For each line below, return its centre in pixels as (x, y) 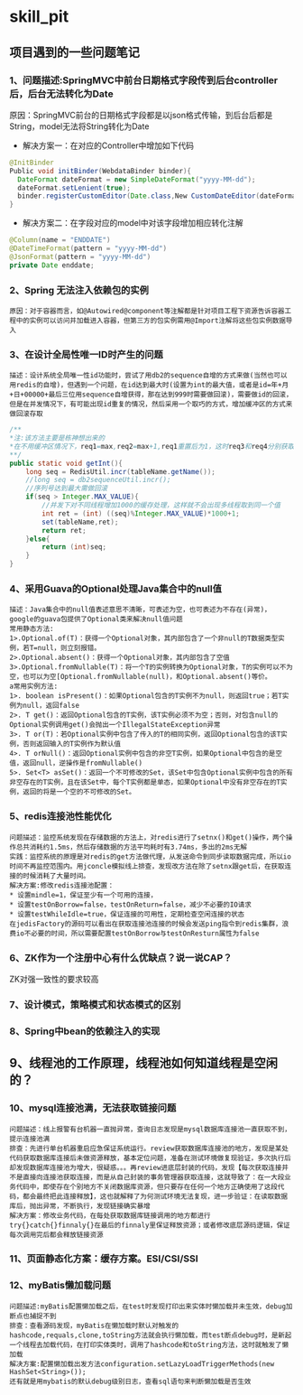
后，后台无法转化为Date (62, 94)
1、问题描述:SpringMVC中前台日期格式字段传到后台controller (144, 80)
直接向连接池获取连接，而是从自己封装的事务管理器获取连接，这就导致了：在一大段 (153, 1177)
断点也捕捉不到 (33, 1316)
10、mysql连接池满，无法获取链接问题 (93, 1108)
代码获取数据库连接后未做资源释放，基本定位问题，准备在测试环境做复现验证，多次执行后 (150, 1158)
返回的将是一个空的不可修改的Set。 (79, 792)
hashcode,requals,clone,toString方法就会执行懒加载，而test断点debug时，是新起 (151, 1335)
